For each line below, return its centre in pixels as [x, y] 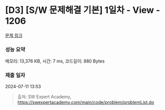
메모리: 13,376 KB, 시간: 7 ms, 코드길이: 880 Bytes [55, 61]
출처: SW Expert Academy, [44, 97]
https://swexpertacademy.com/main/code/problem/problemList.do [86, 102]
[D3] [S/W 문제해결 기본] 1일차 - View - [83, 10]
